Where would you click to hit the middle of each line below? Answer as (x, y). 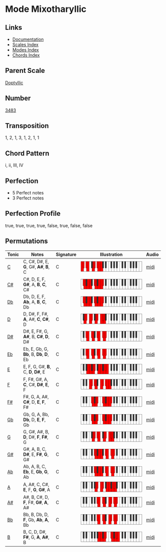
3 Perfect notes (28, 198)
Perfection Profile (33, 214)
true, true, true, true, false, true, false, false (49, 225)
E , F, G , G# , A (37, 490)
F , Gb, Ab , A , (36, 520)
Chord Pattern (27, 153)
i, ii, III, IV (14, 165)
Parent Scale (25, 71)
